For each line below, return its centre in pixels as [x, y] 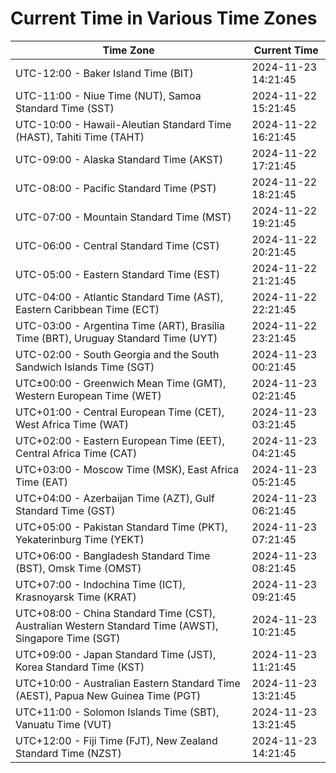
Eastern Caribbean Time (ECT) [87, 309]
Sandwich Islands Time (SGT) [85, 367]
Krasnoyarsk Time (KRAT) [76, 597]
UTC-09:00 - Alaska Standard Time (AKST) [119, 159]
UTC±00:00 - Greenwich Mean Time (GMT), [121, 383]
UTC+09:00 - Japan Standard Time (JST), [116, 654]
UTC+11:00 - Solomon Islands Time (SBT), [117, 712]
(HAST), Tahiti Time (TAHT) [80, 137]
